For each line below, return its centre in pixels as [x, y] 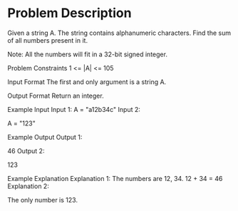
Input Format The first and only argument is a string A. [87, 82]
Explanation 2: [29, 186]
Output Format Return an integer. [56, 96]
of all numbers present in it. [47, 40]
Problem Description [69, 13]
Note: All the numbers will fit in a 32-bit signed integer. [87, 54]
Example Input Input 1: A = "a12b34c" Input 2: [74, 109]
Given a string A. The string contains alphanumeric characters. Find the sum [119, 33]
